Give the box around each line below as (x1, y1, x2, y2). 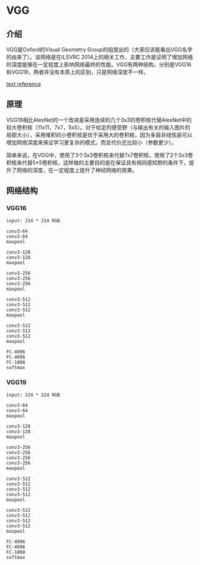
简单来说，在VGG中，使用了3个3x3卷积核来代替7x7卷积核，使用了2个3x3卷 (6, 151, 193, 159)
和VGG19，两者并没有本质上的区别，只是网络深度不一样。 (6, 68, 149, 75)
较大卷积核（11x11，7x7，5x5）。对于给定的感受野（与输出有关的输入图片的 (6, 123, 190, 131)
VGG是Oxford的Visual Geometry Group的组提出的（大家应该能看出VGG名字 (6, 46, 193, 53)
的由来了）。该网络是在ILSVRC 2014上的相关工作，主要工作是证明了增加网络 (6, 53, 193, 61)
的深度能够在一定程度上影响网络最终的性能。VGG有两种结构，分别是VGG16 (6, 61, 192, 68)
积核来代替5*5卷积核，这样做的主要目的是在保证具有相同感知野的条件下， (6, 159, 189, 166)
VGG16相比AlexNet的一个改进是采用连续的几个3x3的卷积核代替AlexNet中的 (6, 116, 192, 123)
